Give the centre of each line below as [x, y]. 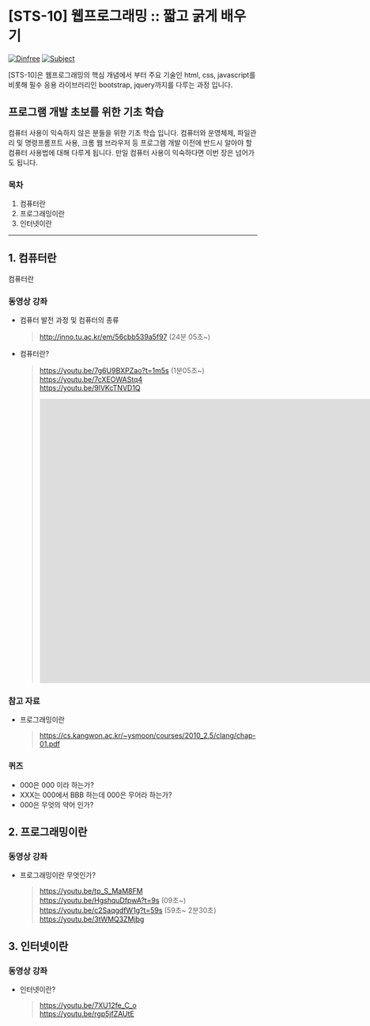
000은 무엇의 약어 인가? [57, 804]
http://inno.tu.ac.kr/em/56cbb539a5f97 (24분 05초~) [125, 337]
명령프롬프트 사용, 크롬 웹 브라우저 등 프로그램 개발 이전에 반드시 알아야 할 [139, 143]
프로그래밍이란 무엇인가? [58, 875]
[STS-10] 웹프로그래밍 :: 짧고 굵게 [113, 16]
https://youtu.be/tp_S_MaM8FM [91, 891]
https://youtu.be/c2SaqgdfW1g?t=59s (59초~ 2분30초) [128, 910]
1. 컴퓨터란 [32, 258]
